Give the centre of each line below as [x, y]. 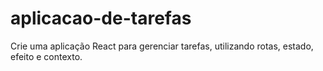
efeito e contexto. [46, 56]
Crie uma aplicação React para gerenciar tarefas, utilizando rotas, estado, [162, 46]
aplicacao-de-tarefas [101, 18]
